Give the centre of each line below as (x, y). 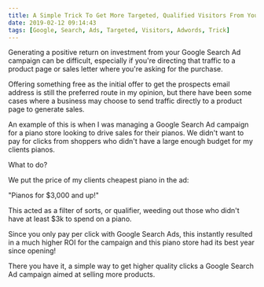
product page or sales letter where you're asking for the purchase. (116, 69)
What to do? (28, 165)
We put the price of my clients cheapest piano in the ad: (99, 180)
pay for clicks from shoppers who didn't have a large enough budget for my (131, 142)
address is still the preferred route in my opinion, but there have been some (130, 93)
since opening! (32, 251)
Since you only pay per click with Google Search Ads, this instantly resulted (130, 234)
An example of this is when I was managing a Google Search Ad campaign (128, 125)
